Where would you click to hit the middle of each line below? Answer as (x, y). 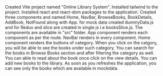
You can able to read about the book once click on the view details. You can (81, 58)
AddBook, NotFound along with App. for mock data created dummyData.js (80, 22)
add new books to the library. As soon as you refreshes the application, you (81, 63)
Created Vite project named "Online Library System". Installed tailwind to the (81, 7)
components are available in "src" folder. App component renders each (76, 32)
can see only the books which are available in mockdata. (62, 68)
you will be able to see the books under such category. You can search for (80, 48)
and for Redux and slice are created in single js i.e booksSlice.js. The (74, 27)
